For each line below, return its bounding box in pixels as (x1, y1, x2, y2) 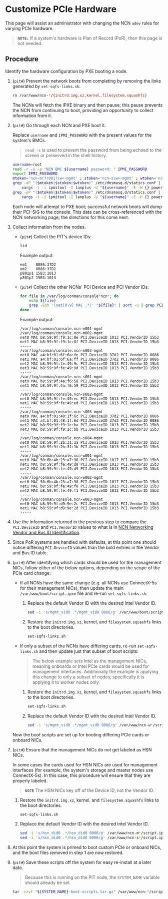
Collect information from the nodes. (12, 224, 86, 230)
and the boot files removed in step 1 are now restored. (12, 849, 124, 856)
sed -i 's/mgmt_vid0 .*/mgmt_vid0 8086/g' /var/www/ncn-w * (27, 722, 153, 727)
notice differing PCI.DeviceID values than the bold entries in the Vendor (12, 544, 159, 550)
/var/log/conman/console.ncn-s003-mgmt (19, 409, 103, 414)
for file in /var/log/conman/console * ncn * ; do (19, 294, 119, 299)
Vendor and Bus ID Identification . (12, 529, 81, 535)
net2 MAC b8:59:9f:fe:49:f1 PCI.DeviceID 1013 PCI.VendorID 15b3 (19, 488, 159, 493)
